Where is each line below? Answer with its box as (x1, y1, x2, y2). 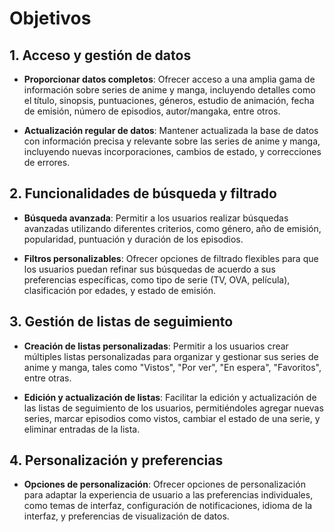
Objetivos (9, 7, 92, 30)
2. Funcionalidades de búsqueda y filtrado (9, 185, 277, 202)
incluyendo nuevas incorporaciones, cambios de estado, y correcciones (23, 146, 322, 157)
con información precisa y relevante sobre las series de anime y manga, (23, 135, 321, 147)
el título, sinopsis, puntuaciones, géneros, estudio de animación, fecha (23, 95, 315, 106)
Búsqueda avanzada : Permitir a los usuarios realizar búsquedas (23, 212, 289, 224)
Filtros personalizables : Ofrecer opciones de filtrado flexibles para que (23, 252, 319, 264)
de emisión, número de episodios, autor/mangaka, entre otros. (23, 105, 281, 117)
